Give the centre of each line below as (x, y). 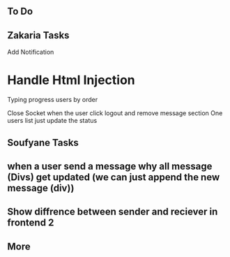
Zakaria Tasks (38, 35)
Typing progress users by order (53, 100)
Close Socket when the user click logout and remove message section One (115, 113)
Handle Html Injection (71, 80)
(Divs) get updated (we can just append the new (114, 177)
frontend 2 (31, 223)
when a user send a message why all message (110, 166)
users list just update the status (52, 121)
